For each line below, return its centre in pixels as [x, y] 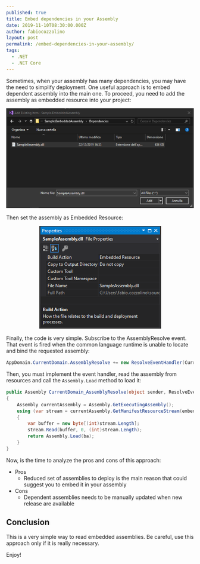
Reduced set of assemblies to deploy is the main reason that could [105, 478]
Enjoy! [14, 554]
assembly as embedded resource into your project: [69, 100]
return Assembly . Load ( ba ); [61, 436]
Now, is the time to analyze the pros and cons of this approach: [84, 460]
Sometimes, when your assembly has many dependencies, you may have [96, 81]
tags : [13, 51]
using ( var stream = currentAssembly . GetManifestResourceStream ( [100, 411]
